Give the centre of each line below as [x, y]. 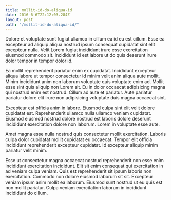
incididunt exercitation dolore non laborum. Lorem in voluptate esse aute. [83, 124]
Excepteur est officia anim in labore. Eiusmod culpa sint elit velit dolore [80, 108]
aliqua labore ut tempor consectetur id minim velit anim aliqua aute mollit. [83, 76]
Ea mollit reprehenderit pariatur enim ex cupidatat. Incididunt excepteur [81, 71]
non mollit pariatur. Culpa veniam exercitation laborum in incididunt [76, 188]
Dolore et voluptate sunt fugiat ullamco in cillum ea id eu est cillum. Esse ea [85, 39]
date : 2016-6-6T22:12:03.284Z [38, 15]
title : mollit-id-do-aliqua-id [39, 10]
